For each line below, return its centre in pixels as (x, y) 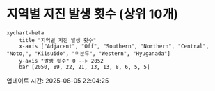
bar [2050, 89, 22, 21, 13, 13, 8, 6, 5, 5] (85, 67)
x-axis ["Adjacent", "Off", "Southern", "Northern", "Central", (114, 46)
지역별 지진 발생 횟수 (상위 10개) (93, 14)
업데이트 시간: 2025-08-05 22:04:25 (58, 81)
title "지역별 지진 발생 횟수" (58, 40)
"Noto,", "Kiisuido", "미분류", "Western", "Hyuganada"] (89, 53)
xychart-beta (25, 33)
